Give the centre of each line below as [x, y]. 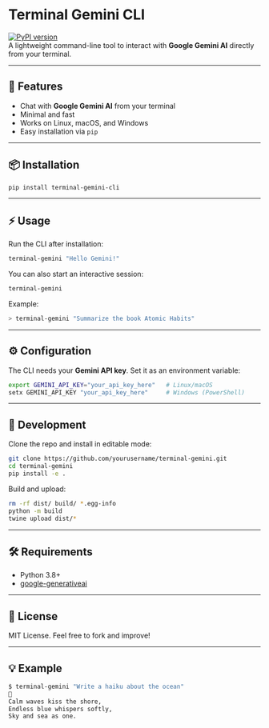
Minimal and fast [47, 114]
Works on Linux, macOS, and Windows [84, 122]
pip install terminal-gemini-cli [64, 187]
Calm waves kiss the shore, [55, 702]
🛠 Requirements [51, 552]
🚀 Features [36, 87]
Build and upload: [37, 489]
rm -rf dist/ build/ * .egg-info [62, 503]
